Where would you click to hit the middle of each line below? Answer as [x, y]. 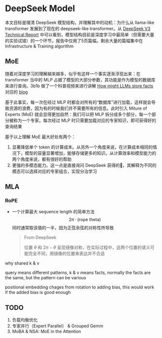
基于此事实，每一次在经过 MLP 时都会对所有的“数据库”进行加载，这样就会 [78, 102]
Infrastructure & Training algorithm [39, 46]
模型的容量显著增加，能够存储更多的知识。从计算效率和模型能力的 [90, 153]
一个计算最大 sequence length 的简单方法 [53, 212]
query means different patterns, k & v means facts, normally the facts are [78, 273]
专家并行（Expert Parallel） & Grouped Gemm [58, 326]
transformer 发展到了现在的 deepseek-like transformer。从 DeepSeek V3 [78, 28]
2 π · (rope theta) [85, 220]
